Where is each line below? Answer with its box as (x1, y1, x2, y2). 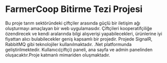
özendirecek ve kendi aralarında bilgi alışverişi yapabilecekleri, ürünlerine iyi (5, 30, 162, 36)
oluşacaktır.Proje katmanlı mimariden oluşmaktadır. (5, 51, 110, 58)
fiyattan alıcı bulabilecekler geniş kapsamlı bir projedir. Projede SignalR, (5, 36, 152, 42)
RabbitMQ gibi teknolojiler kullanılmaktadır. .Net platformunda (5, 41, 132, 47)
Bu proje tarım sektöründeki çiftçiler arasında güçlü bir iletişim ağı (5, 20, 140, 26)
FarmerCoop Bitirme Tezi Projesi (5, 3, 143, 15)
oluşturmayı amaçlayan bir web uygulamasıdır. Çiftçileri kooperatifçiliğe (5, 25, 152, 31)
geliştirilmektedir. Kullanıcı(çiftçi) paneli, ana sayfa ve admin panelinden (5, 46, 153, 52)
